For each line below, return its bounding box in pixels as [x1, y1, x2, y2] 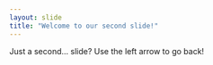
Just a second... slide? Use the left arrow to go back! [9, 45, 205, 56]
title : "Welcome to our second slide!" [9, 21, 159, 30]
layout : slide [9, 12, 63, 22]
